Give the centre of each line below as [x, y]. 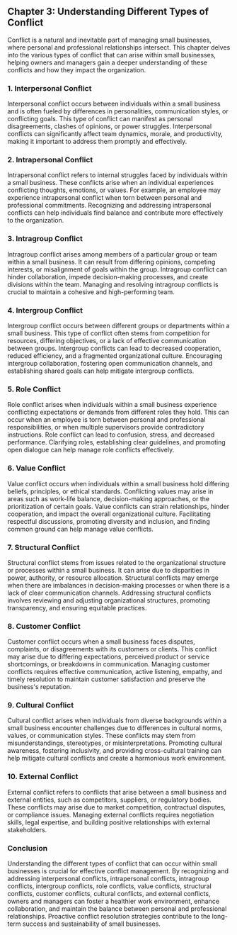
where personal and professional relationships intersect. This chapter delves [119, 47]
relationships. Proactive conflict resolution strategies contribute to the [109, 917]
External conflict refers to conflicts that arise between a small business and [117, 792]
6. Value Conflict [36, 469]
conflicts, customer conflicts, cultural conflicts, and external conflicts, [109, 894]
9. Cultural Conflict [41, 705]
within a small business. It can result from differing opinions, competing [111, 262]
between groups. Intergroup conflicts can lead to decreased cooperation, [114, 348]
